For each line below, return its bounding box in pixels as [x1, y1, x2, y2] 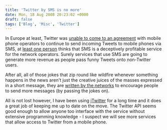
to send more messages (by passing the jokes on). [5, 88, 110, 94]
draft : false [5, 17, 33, 22]
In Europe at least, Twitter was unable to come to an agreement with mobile [5, 35, 161, 41]
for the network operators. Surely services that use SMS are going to [5, 51, 148, 57]
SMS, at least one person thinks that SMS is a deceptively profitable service [5, 46, 162, 52]
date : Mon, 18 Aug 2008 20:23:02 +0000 [5, 12, 89, 17]
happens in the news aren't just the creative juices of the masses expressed [5, 77, 162, 83]
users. [5, 62, 19, 68]
